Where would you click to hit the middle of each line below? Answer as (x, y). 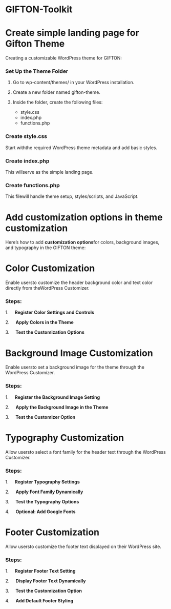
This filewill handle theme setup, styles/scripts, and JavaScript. (72, 196)
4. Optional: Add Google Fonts (40, 512)
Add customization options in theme (84, 217)
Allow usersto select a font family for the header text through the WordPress (86, 452)
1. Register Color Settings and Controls (50, 312)
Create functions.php (33, 185)
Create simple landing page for (72, 33)
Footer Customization (52, 532)
